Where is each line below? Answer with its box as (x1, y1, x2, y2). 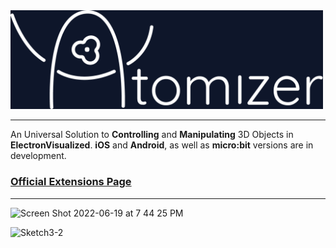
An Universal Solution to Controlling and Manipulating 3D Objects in (10, 129, 294, 141)
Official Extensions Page (10, 175, 132, 189)
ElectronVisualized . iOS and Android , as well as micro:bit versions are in (10, 139, 314, 151)
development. (10, 150, 67, 162)
